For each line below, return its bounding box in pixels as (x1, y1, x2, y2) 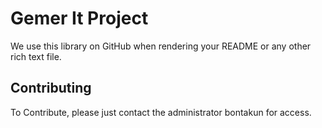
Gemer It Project (10, 7, 149, 30)
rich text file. (10, 50, 62, 62)
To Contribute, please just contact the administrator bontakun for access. (10, 106, 312, 118)
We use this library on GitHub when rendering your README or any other (10, 40, 312, 52)
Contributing (10, 80, 92, 97)
